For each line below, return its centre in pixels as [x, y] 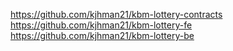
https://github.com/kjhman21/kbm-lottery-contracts [116, 14]
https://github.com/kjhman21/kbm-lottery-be [102, 35]
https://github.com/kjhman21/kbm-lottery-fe [101, 25]
